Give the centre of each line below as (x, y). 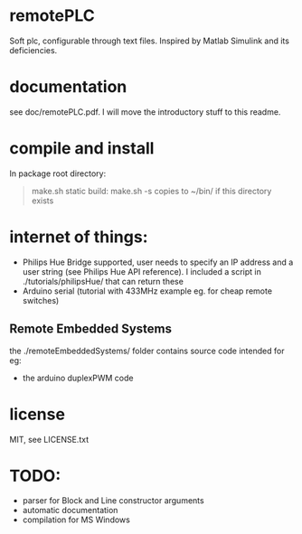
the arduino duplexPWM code (78, 378)
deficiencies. (33, 50)
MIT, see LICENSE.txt (49, 439)
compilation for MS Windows (76, 520)
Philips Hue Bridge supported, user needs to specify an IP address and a (158, 262)
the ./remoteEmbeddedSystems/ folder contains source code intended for (147, 351)
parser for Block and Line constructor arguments (113, 501)
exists (42, 201)
